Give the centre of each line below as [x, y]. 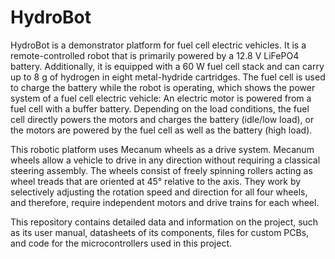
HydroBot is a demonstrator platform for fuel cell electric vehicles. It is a [158, 45]
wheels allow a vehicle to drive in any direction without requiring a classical [165, 160]
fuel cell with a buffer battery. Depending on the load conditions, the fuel [160, 108]
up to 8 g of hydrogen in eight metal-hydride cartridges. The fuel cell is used [168, 77]
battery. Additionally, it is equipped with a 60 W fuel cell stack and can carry [167, 66]
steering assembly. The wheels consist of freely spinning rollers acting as [161, 170]
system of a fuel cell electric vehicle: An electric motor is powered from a [161, 98]
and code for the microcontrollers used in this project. [121, 243]
